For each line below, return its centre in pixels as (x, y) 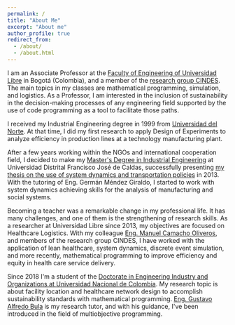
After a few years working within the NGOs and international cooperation (112, 152)
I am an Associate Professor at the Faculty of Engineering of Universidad (112, 73)
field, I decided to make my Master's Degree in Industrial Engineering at (111, 159)
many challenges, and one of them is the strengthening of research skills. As (117, 218)
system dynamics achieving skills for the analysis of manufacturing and (110, 190)
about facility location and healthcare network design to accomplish (105, 291)
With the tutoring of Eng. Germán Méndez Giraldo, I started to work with (111, 182)
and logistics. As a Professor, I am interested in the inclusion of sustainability (117, 95)
